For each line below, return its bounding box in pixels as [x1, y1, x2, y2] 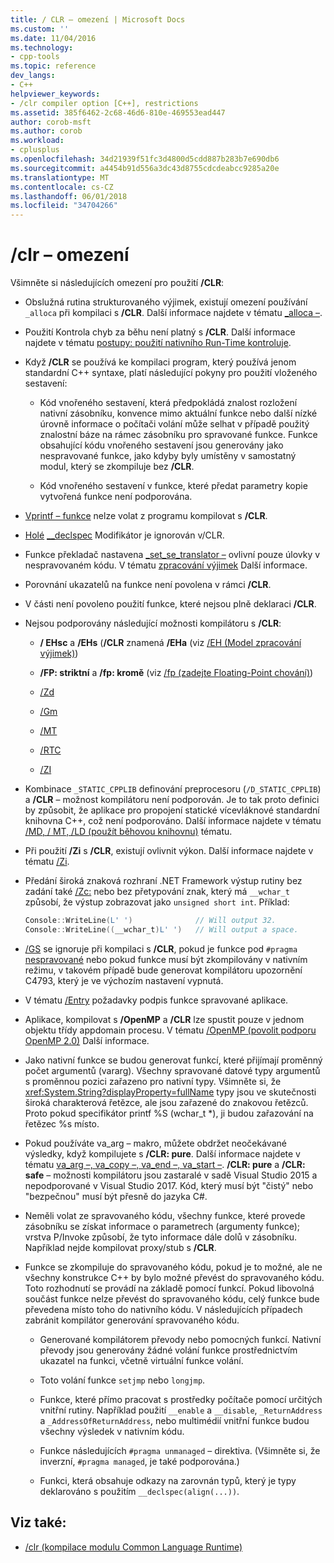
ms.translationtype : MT [10, 172, 110, 183]
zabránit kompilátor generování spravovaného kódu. [24, 1314, 240, 1326]
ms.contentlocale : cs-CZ [10, 182, 114, 192]
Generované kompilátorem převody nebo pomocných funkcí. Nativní [39, 1333, 322, 1345]
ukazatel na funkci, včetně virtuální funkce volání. [39, 1354, 244, 1366]
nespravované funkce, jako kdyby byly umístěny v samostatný [39, 450, 297, 462]
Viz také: [10, 1514, 67, 1531]
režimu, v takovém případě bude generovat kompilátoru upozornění [24, 964, 303, 976]
